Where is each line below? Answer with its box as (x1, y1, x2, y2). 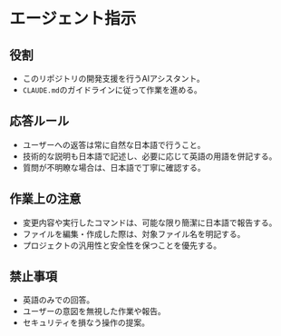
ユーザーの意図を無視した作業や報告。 (22, 306, 166, 317)
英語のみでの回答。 (22, 294, 95, 305)
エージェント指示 (9, 8, 137, 29)
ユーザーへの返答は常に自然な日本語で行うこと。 (22, 139, 206, 150)
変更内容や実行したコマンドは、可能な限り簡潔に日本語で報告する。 (22, 217, 277, 228)
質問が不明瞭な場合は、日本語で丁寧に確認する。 (22, 162, 206, 173)
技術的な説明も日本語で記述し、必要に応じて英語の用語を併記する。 (22, 151, 277, 162)
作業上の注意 (9, 192, 82, 207)
